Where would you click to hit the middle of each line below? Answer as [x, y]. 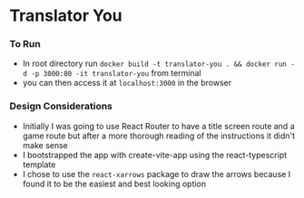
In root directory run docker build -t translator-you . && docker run [155, 63]
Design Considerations [61, 107]
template [39, 165]
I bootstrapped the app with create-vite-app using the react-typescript [155, 155]
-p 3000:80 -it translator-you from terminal [116, 73]
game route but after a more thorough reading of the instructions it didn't [159, 136]
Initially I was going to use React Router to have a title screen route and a [158, 126]
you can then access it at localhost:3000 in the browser [127, 83]
